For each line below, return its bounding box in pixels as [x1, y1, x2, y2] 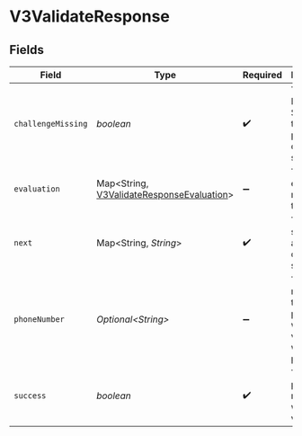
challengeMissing [13, 119, 88, 129]
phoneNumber [13, 315, 66, 325]
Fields [9, 42, 45, 58]
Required [242, 69, 283, 81]
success [13, 391, 47, 401]
